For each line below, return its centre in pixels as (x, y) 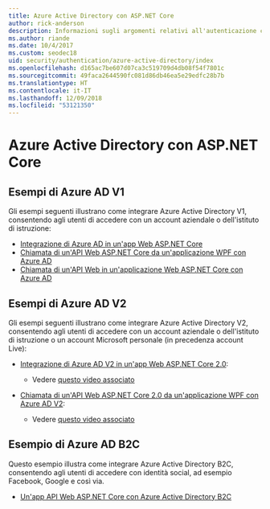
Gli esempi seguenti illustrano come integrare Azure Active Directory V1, (128, 211)
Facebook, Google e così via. (56, 481)
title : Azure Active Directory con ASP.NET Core (91, 16)
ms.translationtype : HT (48, 83)
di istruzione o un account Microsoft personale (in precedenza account (126, 339)
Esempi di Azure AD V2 (67, 304)
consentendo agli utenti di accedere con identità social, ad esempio (120, 472)
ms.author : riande (39, 38)
